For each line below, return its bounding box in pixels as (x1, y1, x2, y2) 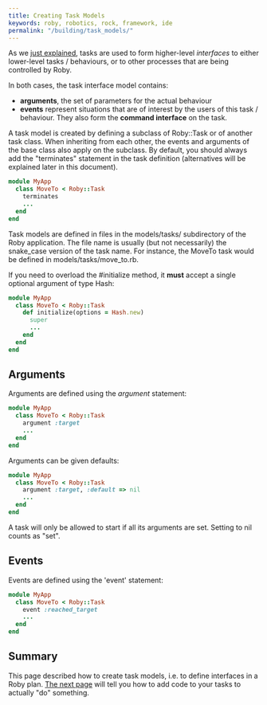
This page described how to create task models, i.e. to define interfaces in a (8, 671, 258, 680)
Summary (8, 650, 58, 664)
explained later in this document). (8, 163, 118, 172)
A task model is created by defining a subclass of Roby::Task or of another (8, 128, 253, 138)
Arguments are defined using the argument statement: (8, 389, 187, 398)
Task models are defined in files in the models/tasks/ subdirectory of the (8, 229, 247, 239)
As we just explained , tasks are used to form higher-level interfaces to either (8, 49, 259, 58)
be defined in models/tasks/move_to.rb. (8, 254, 139, 264)
